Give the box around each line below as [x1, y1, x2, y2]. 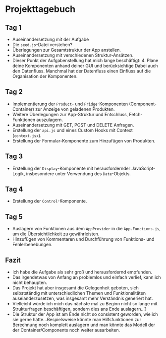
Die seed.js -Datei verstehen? [12, 42, 73, 48]
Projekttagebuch [5, 3, 76, 15]
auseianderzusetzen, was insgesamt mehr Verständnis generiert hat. [12, 295, 153, 301]
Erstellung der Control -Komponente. [12, 198, 87, 204]
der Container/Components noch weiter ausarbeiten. [12, 327, 120, 333]
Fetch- [129, 111, 143, 117]
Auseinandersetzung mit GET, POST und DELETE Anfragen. [12, 122, 134, 128]
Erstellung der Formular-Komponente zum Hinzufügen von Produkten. [12, 137, 156, 143]
